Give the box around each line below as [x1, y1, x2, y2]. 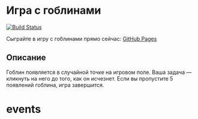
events [6, 102, 41, 116]
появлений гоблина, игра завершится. [6, 81, 104, 88]
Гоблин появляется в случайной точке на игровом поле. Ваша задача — [6, 69, 192, 76]
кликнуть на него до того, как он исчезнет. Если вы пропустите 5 [6, 75, 173, 82]
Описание [6, 52, 46, 63]
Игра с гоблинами [6, 4, 101, 17]
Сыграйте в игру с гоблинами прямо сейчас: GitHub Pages [6, 35, 157, 42]
